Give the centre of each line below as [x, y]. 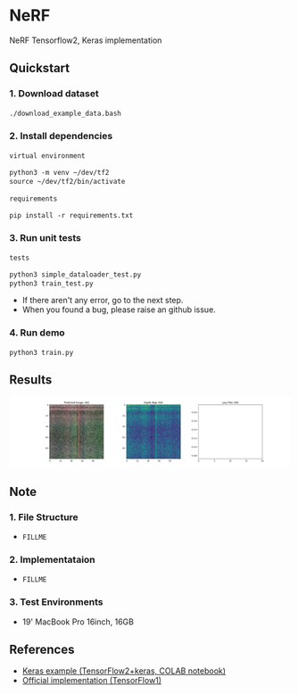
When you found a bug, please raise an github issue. [119, 310]
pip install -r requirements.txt [71, 215]
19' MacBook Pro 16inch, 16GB [78, 622]
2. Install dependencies [61, 136]
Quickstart [40, 68]
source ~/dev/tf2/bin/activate [67, 181]
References [42, 649]
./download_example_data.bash [66, 113]
